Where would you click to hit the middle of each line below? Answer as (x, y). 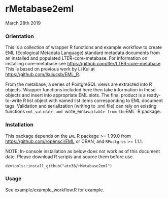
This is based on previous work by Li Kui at (50, 69)
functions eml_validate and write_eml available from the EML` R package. (83, 112)
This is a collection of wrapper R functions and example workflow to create (84, 47)
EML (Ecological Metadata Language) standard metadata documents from (83, 53)
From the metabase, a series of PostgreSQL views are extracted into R (79, 84)
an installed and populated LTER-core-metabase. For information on (76, 58)
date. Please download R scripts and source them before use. (70, 157)
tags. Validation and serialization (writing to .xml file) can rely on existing (81, 106)
